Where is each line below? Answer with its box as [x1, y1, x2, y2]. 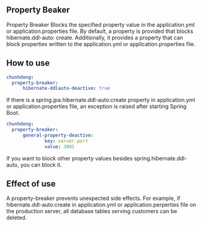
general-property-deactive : [22, 132, 94, 139]
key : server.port [44, 138, 88, 144]
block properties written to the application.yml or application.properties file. [6, 40, 196, 47]
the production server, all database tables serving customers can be [6, 208, 178, 215]
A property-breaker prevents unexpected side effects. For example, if [6, 194, 181, 202]
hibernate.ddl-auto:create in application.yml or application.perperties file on [6, 201, 197, 208]
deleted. [6, 214, 27, 221]
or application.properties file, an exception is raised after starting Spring [6, 103, 187, 110]
